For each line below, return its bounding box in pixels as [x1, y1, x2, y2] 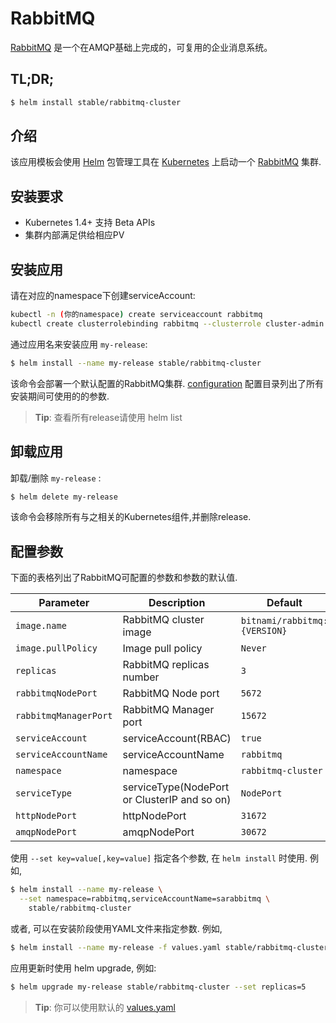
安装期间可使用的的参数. [10, 390, 110, 402]
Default [266, 596, 303, 610]
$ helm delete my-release [10, 492, 118, 502]
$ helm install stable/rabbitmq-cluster [10, 97, 182, 107]
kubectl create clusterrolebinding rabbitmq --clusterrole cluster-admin [10, 318, 325, 329]
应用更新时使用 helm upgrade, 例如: [10, 962, 157, 974]
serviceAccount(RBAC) [122, 732, 232, 746]
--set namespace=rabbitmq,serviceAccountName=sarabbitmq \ [19, 894, 271, 904]
